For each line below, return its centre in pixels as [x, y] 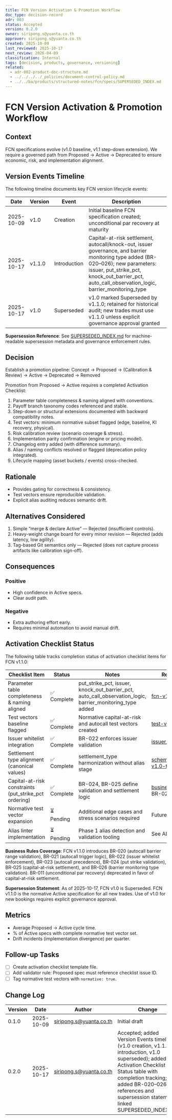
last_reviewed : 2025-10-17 [34, 48]
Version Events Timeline [45, 176]
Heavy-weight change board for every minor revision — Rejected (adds [88, 534]
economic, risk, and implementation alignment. [55, 160]
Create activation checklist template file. [55, 967]
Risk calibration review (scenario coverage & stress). [68, 433]
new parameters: [136, 264]
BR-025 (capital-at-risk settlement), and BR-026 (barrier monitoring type [82, 867]
